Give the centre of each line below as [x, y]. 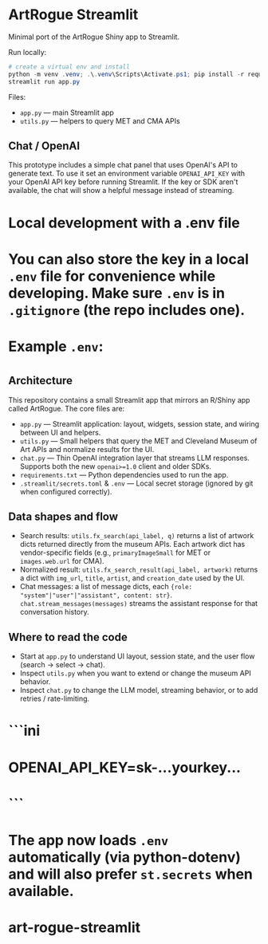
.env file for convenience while [112, 276]
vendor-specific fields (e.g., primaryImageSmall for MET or [115, 553]
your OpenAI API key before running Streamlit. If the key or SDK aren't [123, 182]
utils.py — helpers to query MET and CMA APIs [100, 120]
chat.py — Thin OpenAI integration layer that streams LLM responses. [134, 458]
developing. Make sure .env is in [117, 293]
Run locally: [28, 52]
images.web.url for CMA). [62, 561]
